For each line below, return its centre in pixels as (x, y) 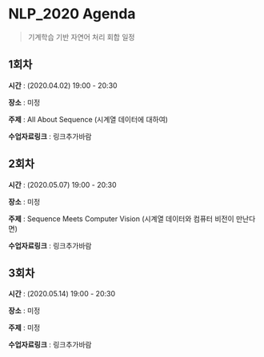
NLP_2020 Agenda (72, 14)
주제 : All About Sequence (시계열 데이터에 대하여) (88, 119)
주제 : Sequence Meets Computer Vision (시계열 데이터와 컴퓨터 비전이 (121, 218)
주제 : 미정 (24, 327)
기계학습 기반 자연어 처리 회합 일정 (81, 37)
